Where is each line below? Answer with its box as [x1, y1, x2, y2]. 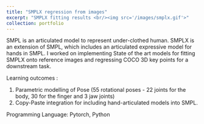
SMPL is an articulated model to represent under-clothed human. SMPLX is [6, 37, 195, 44]
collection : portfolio [6, 20, 64, 26]
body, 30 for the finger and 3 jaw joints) [15, 92, 115, 100]
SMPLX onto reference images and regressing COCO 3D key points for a [6, 56, 189, 64]
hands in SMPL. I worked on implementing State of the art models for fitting [6, 50, 195, 57]
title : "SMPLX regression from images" [6, 9, 108, 15]
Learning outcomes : [6, 74, 58, 82]
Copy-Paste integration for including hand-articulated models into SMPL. [15, 99, 198, 106]
